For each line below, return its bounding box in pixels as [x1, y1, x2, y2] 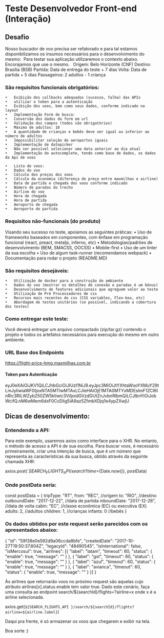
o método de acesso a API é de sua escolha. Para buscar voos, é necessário [5, 443, 159, 449]
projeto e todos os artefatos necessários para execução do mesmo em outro [5, 331, 159, 338]
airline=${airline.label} [5, 610, 58, 614]
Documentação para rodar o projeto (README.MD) [5, 255, 107, 261]
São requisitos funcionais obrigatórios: [5, 84, 100, 91]
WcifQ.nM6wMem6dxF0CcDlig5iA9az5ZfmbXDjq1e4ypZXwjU [5, 398, 129, 404]
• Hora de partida [5, 198, 47, 203]
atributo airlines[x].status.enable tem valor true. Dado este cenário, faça [5, 584, 150, 590]
